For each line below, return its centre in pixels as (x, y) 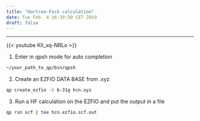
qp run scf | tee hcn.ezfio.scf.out (51, 113)
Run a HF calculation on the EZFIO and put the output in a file (90, 101)
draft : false (22, 23)
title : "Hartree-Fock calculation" (50, 12)
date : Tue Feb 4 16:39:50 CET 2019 (51, 17)
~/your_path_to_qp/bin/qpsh (41, 68)
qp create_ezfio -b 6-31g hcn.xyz (49, 90)
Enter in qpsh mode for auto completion (63, 57)
